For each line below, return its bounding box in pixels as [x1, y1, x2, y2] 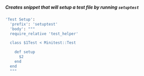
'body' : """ [10, 26, 36, 32]
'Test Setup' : [5, 17, 36, 22]
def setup [14, 49, 36, 55]
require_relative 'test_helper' [10, 31, 79, 36]
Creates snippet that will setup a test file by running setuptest [5, 4, 139, 10]
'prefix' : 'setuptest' [10, 21, 58, 27]
